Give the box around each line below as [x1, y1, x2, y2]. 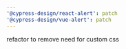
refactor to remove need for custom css [6, 35, 120, 43]
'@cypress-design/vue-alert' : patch [6, 16, 112, 23]
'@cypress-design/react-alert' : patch [6, 10, 118, 17]
